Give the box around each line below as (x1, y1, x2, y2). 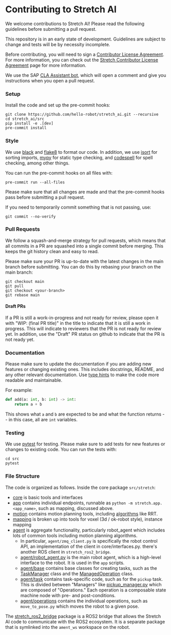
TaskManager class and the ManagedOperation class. (20, 570, 134, 577)
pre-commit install (5, 126, 47, 131)
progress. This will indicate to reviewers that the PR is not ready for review (5, 325, 162, 332)
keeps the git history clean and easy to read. (5, 248, 99, 254)
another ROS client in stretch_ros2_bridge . (20, 548, 111, 555)
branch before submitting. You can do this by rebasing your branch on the (5, 263, 161, 270)
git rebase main (5, 292, 40, 298)
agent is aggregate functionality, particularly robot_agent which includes (12, 527, 165, 533)
